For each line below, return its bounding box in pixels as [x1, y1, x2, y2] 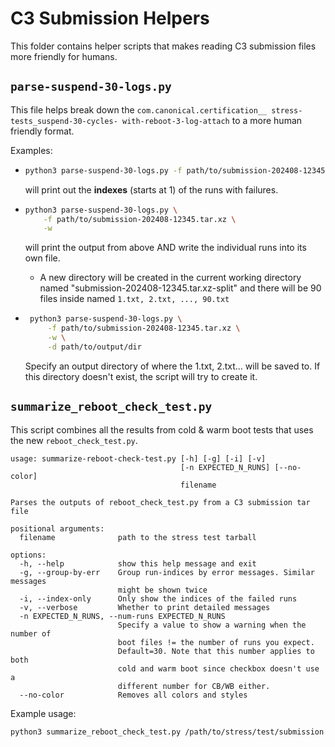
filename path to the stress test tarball [19, 532, 257, 542]
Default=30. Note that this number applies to [117, 646, 315, 656]
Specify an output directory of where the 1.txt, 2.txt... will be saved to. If [24, 360, 321, 372]
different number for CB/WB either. [117, 681, 271, 691]
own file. [24, 252, 61, 264]
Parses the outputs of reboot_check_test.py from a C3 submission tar [10, 497, 311, 507]
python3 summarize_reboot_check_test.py [10, 727, 182, 737]
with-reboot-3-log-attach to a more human [121, 114, 303, 126]
